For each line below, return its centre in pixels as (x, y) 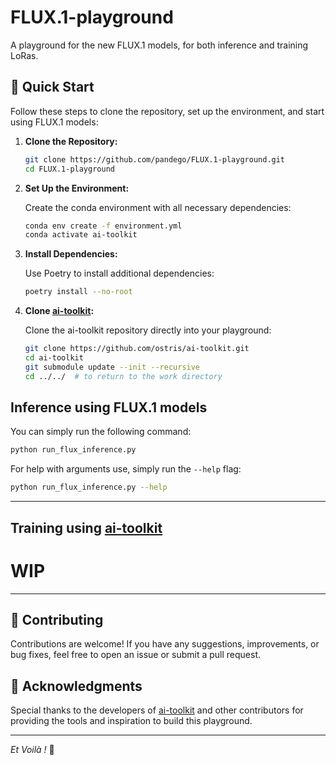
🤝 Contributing (57, 619)
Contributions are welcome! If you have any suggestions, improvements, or (165, 644)
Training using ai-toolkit (86, 527)
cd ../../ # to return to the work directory (123, 376)
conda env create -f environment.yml (103, 226)
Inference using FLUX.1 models (109, 407)
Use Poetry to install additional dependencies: (119, 273)
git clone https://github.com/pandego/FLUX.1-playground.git (155, 159)
